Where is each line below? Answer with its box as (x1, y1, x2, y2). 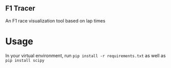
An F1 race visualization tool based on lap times (5, 17, 106, 24)
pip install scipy (5, 58, 45, 63)
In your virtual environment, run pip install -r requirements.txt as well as (5, 52, 166, 58)
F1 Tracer (5, 4, 36, 13)
